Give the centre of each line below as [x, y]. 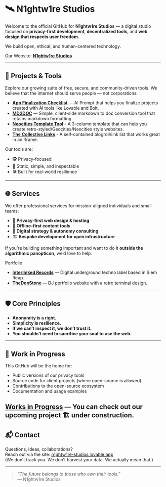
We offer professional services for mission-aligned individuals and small [78, 206]
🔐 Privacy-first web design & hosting [51, 221]
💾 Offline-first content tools [41, 225]
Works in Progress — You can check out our [74, 407]
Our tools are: [19, 149]
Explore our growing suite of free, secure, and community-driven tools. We [81, 88]
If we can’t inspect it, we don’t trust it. [52, 328]
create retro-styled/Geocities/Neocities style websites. [68, 129]
